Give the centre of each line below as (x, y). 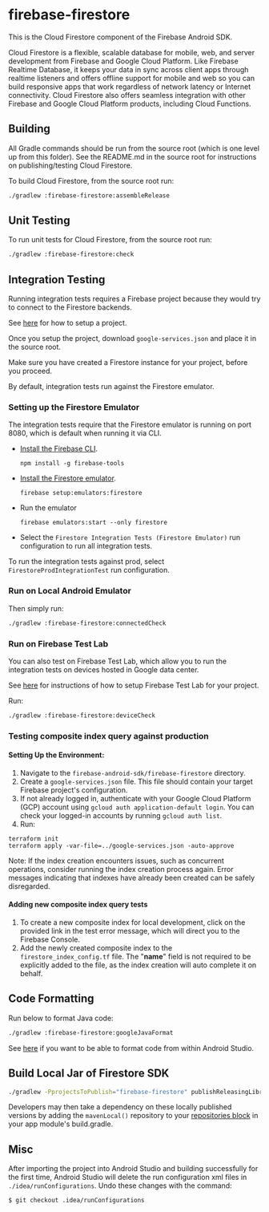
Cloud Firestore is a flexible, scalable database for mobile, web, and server (131, 52)
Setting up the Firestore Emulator (74, 407)
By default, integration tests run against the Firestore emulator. (111, 387)
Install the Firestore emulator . (68, 478)
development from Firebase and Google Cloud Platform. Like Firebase (123, 61)
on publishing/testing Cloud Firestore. (70, 165)
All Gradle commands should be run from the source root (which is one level (134, 148)
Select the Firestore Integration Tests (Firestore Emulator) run (130, 537)
